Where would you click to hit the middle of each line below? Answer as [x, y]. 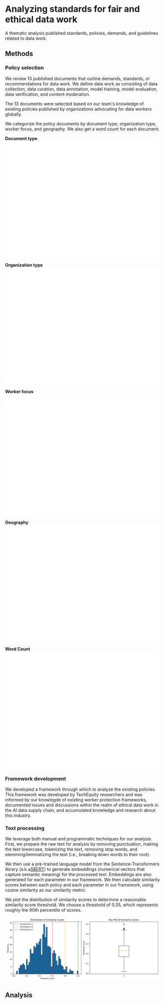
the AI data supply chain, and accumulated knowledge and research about [80, 810]
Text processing [25, 828]
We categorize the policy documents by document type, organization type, [81, 123]
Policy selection [25, 68]
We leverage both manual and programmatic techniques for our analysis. [79, 839]
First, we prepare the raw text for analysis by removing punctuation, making [82, 844]
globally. [14, 114]
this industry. [18, 815]
